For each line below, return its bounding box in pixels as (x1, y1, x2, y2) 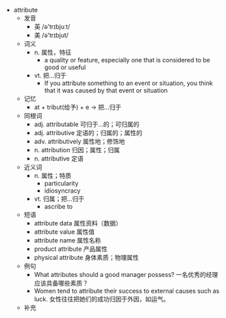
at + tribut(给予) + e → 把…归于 (34, 103, 122, 111)
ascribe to (44, 202, 73, 210)
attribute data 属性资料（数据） (34, 219, 122, 227)
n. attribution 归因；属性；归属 (34, 146, 120, 154)
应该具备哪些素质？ (34, 279, 89, 287)
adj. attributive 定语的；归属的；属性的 (34, 129, 142, 136)
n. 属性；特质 (34, 171, 72, 180)
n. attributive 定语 (34, 154, 84, 162)
